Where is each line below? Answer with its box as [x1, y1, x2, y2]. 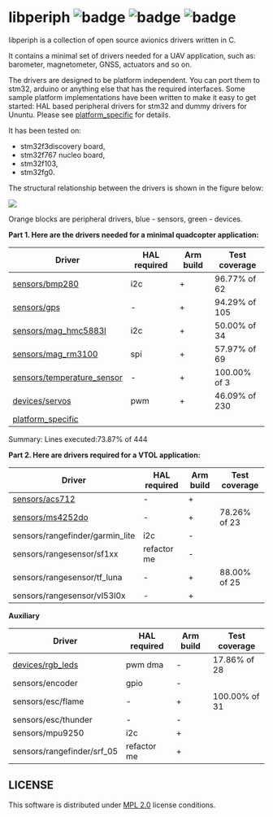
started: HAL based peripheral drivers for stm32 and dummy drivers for [8, 101, 248, 111]
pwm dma [125, 659, 164, 671]
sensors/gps [12, 301, 61, 312]
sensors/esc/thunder [12, 714, 93, 725]
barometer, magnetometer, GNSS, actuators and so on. [8, 59, 193, 69]
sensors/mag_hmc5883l [12, 325, 107, 336]
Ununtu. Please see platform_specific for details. [8, 110, 171, 120]
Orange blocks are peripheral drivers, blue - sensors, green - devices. [8, 214, 243, 224]
